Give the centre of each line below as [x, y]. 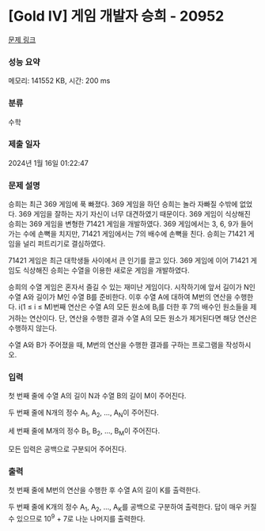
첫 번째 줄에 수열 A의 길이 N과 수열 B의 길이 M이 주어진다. [97, 396]
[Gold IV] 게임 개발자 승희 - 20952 [116, 16]
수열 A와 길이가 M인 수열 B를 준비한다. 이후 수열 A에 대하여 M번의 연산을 [120, 297]
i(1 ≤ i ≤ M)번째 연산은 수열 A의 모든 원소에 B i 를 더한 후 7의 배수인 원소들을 [134, 307]
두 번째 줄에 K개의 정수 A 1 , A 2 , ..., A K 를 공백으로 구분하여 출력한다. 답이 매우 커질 [132, 508]
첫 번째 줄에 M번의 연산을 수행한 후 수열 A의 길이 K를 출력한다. [104, 490]
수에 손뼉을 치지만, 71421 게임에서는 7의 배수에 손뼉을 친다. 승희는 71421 [134, 234]
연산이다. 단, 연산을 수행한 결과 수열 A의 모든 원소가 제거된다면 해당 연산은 [143, 318]
